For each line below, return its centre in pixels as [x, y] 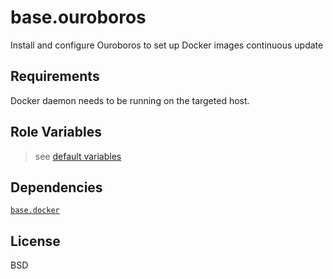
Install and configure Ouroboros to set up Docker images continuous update [167, 45]
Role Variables [56, 132]
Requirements [55, 76]
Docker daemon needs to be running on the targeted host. [130, 100]
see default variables [78, 156]
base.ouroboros [78, 17]
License [35, 241]
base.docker [35, 211]
